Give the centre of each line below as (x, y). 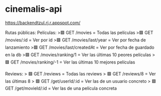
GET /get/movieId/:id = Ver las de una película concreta (61, 88)
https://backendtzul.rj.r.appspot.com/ (43, 23)
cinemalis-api (34, 9)
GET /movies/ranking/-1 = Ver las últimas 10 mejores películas (73, 62)
